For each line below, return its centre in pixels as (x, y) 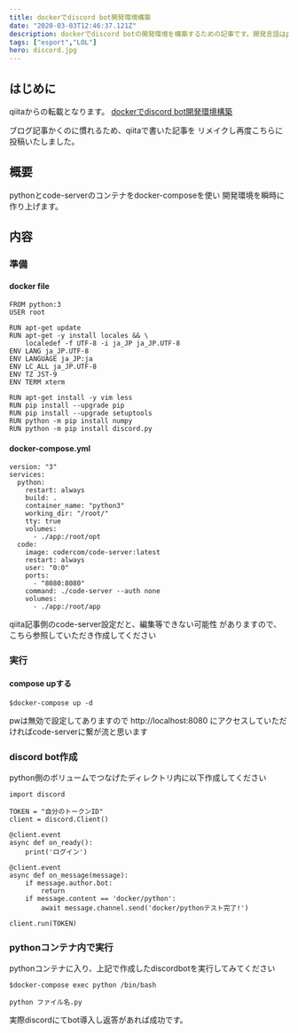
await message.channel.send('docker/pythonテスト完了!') (145, 908)
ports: (37, 576)
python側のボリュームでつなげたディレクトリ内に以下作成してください (138, 778)
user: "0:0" (47, 568)
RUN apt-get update (45, 328)
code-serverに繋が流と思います (90, 732)
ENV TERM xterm (37, 382)
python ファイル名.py (46, 1003)
